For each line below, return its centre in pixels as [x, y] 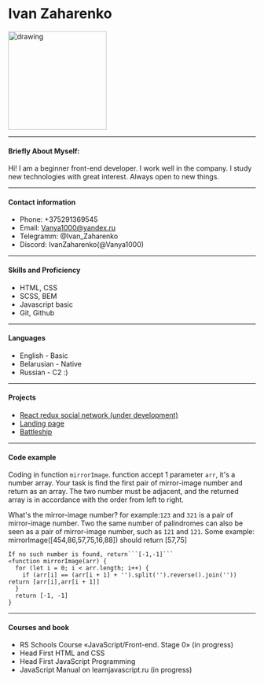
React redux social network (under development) [99, 415]
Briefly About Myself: [44, 151]
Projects [22, 397]
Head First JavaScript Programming [77, 662]
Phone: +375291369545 [59, 219]
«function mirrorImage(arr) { [58, 562]
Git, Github [37, 312]
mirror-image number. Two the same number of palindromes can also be [126, 523]
